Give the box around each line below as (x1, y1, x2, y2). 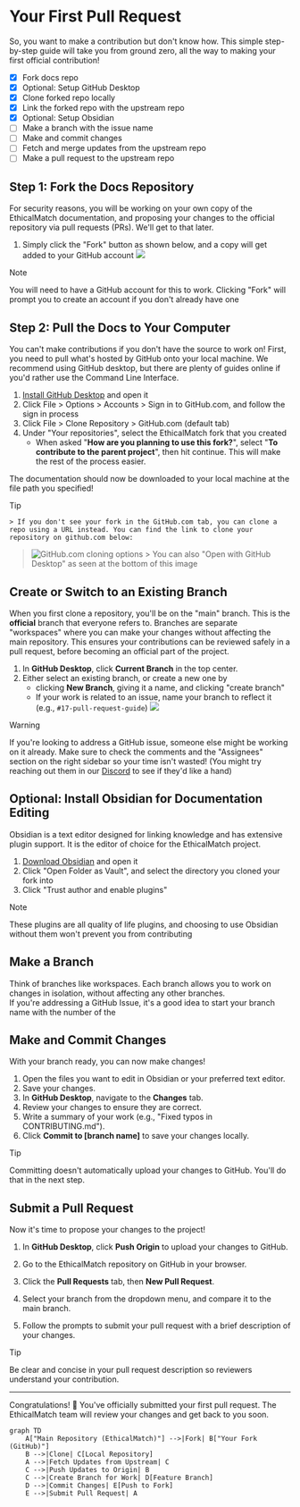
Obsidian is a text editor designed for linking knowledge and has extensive (9, 829, 283, 839)
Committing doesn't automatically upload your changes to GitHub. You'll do (9, 1165, 287, 1176)
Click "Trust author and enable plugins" (21, 884, 168, 895)
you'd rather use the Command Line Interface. (9, 373, 179, 383)
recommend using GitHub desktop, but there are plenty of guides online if (9, 363, 281, 374)
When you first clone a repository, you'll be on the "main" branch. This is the (9, 608, 291, 619)
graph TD (9, 1427, 42, 1435)
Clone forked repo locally (21, 92, 116, 104)
